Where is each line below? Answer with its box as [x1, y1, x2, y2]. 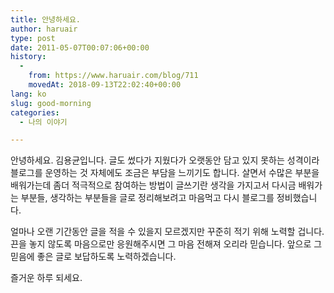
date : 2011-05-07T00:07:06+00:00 [10, 42, 150, 53]
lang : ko [10, 89, 47, 99]
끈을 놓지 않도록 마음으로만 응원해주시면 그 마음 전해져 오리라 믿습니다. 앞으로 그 [10, 238, 323, 250]
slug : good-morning [10, 98, 92, 108]
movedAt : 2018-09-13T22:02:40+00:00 [28, 80, 182, 90]
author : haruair [10, 24, 78, 34]
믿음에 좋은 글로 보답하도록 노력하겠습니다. [10, 251, 177, 263]
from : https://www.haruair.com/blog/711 [28, 71, 199, 81]
